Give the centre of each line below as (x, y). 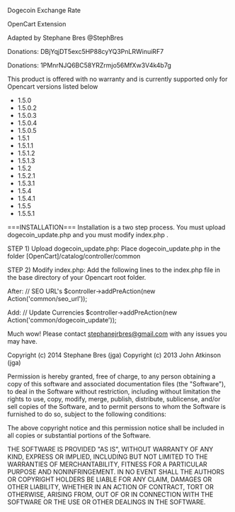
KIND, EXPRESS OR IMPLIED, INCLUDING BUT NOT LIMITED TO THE (108, 457)
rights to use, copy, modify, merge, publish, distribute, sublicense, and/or (114, 399)
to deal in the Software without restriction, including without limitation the (114, 391)
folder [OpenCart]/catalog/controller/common (74, 256)
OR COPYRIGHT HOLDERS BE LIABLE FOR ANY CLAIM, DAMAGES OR (110, 479)
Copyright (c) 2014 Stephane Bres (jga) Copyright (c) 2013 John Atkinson (114, 355)
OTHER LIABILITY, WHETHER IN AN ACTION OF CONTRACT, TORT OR (110, 487)
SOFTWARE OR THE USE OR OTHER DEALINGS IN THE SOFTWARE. (107, 502)
